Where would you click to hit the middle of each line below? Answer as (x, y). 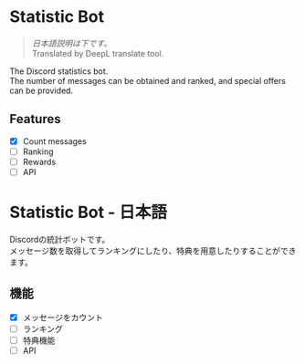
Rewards (39, 161)
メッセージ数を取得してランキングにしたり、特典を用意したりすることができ (153, 250)
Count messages (54, 141)
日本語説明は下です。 (72, 43)
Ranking (38, 151)
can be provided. (42, 90)
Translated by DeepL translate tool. (98, 53)
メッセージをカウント (63, 317)
